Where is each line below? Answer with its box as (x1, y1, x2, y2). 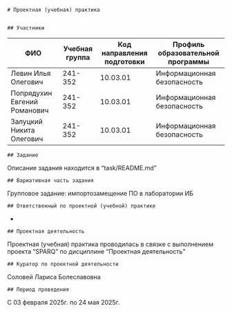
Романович (10, 105, 49, 115)
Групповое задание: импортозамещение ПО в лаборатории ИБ (7, 190, 193, 197)
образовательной (157, 48, 220, 58)
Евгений (10, 97, 39, 106)
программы (168, 57, 210, 66)
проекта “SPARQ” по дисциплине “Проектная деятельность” (7, 248, 186, 255)
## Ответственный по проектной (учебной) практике (7, 203, 156, 210)
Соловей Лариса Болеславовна (7, 273, 101, 281)
